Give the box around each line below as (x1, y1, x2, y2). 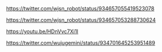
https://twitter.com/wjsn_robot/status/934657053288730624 (6, 17, 156, 23)
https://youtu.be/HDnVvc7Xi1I (6, 28, 79, 35)
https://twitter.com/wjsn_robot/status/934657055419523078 (6, 5, 155, 12)
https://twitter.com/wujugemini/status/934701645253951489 (6, 40, 155, 46)
